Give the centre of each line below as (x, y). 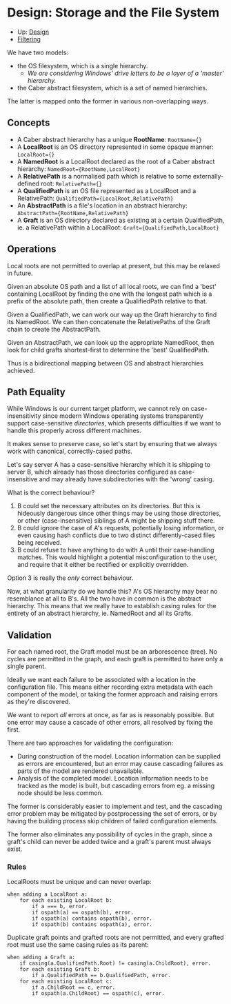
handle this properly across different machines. (74, 431)
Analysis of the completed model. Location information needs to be (113, 779)
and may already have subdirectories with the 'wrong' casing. (127, 479)
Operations (32, 249)
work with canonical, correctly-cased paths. (70, 451)
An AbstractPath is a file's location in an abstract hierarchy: (102, 205)
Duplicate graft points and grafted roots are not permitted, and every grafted (115, 937)
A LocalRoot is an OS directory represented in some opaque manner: (115, 147)
